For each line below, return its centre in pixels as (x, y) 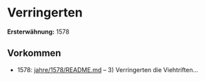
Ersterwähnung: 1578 (38, 32)
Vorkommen (34, 53)
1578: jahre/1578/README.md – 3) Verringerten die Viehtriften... (108, 69)
